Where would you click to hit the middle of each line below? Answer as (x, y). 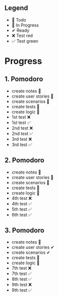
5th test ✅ (22, 209)
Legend (16, 8)
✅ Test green (25, 41)
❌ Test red (22, 35)
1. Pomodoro (24, 79)
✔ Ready (20, 30)
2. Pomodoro (24, 161)
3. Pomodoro (24, 231)
